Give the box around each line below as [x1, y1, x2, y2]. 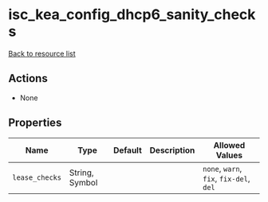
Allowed [213, 139, 246, 150]
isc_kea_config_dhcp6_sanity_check [8, 6, 256, 24]
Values [215, 150, 243, 161]
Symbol [69, 177, 98, 188]
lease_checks [12, 173, 62, 182]
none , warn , [202, 163, 242, 174]
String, [69, 167, 94, 178]
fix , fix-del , [202, 173, 250, 184]
